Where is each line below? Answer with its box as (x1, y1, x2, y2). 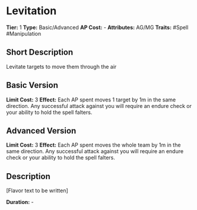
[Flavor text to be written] (6, 187, 68, 194)
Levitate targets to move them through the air (6, 63, 117, 70)
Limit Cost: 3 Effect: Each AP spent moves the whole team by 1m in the (6, 141, 181, 149)
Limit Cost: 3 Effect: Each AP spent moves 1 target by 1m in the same (6, 96, 176, 103)
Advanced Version (6, 126, 77, 136)
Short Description (6, 47, 74, 58)
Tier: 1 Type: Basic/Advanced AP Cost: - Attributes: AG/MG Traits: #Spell (6, 24, 189, 31)
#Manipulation (6, 30, 42, 37)
